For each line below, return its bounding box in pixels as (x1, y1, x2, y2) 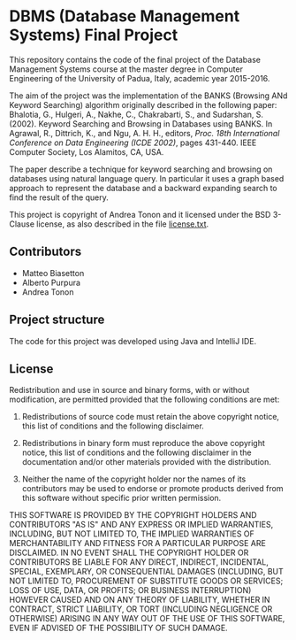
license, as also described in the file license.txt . (36, 219, 209, 229)
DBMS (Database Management (9, 6, 240, 27)
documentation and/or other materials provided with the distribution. (21, 457, 271, 467)
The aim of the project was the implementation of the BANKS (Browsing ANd (9, 90, 288, 101)
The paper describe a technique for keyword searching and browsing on (9, 164, 273, 174)
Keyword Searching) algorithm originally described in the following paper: (9, 99, 277, 110)
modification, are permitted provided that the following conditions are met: (9, 394, 280, 405)
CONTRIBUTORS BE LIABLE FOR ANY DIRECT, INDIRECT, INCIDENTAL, (9, 557, 269, 567)
